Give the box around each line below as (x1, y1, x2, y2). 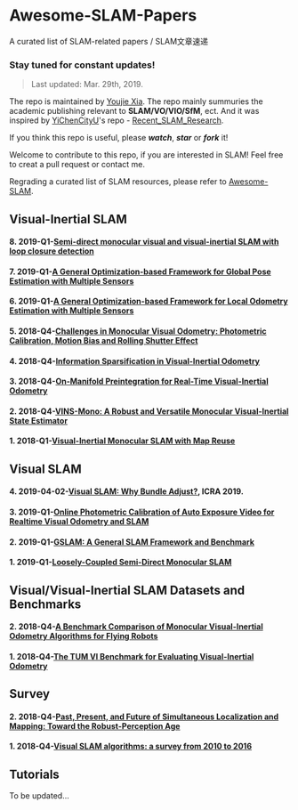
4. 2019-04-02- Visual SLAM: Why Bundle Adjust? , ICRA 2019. (9, 486, 245, 497)
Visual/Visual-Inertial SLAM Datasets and (9, 582, 246, 597)
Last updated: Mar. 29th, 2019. (30, 79, 144, 90)
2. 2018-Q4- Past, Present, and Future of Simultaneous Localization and (9, 711, 279, 722)
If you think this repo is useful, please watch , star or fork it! (9, 133, 229, 143)
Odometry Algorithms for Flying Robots (9, 631, 158, 642)
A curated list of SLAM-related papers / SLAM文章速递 (9, 36, 209, 46)
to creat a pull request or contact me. (9, 159, 145, 170)
